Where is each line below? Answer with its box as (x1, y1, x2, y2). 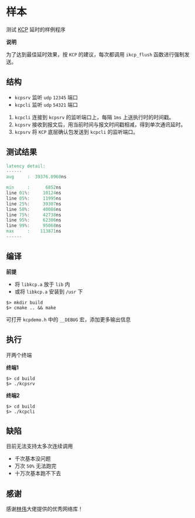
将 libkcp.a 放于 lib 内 (14, 280, 70, 288)
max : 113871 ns (6, 228, 61, 234)
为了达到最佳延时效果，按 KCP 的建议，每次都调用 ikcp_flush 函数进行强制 (6, 51, 184, 58)
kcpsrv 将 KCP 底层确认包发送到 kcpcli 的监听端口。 (14, 128, 139, 135)
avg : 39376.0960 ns (6, 174, 67, 180)
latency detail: (6, 163, 46, 169)
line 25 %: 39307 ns (6, 201, 61, 207)
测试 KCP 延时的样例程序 (6, 26, 66, 33)
